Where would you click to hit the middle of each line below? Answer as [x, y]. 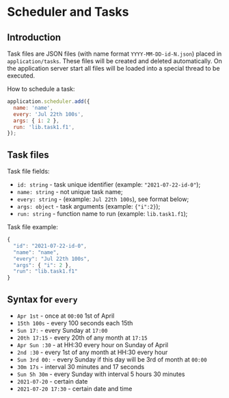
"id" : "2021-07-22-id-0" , [50, 246]
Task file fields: [28, 172]
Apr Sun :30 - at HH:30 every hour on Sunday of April [93, 345]
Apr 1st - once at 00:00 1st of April [66, 316]
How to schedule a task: [41, 89]
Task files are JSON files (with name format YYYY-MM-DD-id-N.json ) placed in [114, 54]
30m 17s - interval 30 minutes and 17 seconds [81, 367]
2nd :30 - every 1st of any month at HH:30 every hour [92, 352]
